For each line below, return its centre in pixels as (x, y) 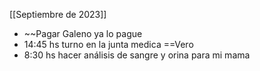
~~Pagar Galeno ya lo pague (83, 33)
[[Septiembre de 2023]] (58, 14)
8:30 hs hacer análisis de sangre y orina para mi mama (137, 55)
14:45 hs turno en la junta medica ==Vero (108, 44)
